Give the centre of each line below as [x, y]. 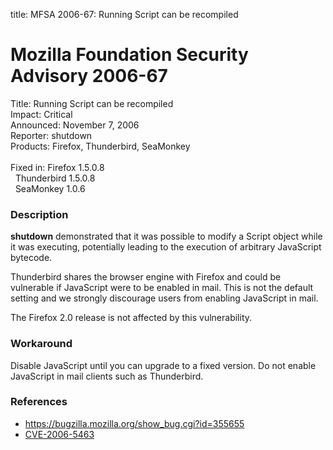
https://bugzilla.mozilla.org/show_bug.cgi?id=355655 [134, 423]
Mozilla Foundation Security [129, 55]
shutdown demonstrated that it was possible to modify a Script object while [166, 236]
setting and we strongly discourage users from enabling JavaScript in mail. [164, 298]
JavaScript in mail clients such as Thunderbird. [107, 376]
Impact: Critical [41, 114]
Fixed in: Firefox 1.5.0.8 [57, 167]
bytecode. [31, 258]
